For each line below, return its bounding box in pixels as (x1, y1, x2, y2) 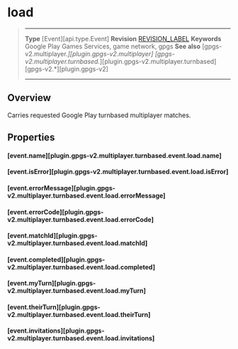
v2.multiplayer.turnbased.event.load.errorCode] (7, 215, 154, 224)
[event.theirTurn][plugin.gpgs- (7, 303, 101, 311)
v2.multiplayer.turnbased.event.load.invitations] (7, 334, 155, 343)
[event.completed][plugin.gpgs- (7, 255, 106, 264)
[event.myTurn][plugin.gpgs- (7, 279, 96, 288)
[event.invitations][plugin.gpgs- (7, 326, 105, 335)
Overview (7, 92, 52, 104)
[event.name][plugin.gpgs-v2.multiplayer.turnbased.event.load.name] (7, 151, 222, 160)
